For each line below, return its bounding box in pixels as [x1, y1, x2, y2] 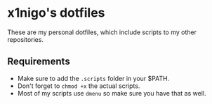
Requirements [7, 56, 70, 68]
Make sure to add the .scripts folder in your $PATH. [17, 74, 170, 82]
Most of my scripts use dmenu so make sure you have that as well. [17, 89, 206, 97]
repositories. [7, 35, 44, 43]
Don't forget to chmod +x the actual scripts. [17, 82, 140, 90]
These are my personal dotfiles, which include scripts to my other [7, 28, 197, 36]
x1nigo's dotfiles [7, 5, 105, 21]
